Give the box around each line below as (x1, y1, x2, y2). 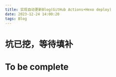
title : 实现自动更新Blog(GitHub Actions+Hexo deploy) (5, 7, 112, 12)
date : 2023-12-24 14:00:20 (5, 12, 60, 17)
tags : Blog (5, 16, 27, 21)
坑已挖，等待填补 (5, 38, 74, 50)
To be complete (5, 61, 69, 72)
